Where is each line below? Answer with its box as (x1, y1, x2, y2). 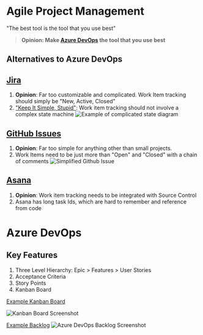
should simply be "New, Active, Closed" (15, 98, 116, 105)
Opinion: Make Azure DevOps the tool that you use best (21, 36, 166, 43)
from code (15, 204, 42, 212)
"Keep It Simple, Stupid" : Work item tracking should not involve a (15, 104, 179, 111)
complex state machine (15, 111, 75, 118)
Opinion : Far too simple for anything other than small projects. (15, 144, 172, 152)
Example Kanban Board (6, 298, 65, 305)
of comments (15, 157, 49, 164)
